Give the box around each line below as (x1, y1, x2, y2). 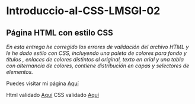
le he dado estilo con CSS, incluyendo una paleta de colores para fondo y (6, 50, 187, 57)
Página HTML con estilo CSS (6, 28, 114, 38)
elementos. (6, 69, 34, 75)
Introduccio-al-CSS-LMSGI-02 (6, 4, 161, 18)
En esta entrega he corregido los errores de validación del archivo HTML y (6, 43, 189, 50)
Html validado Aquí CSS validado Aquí (6, 92, 100, 98)
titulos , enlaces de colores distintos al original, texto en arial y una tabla (6, 56, 184, 63)
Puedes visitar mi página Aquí (6, 80, 79, 87)
